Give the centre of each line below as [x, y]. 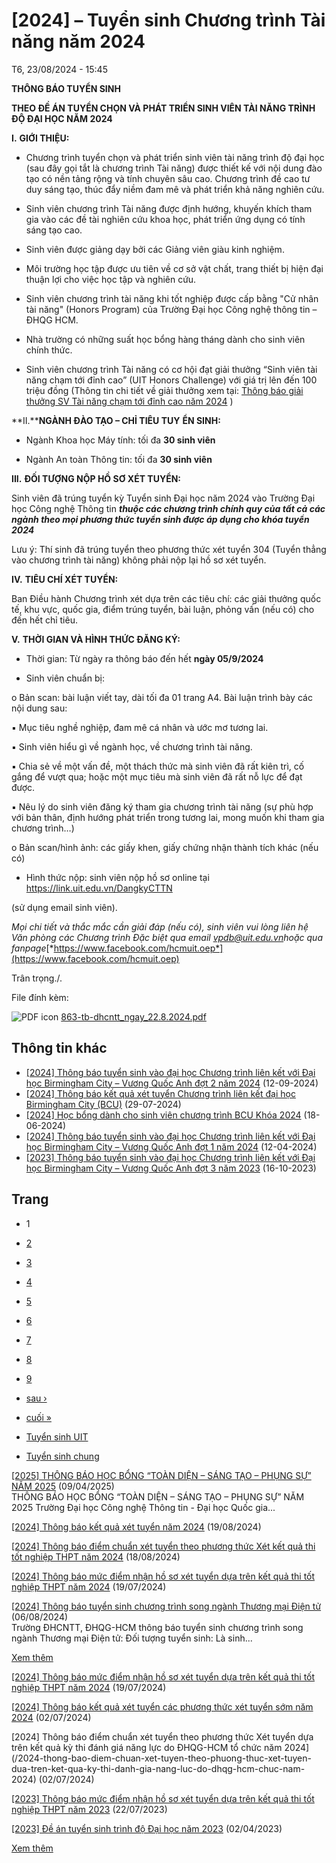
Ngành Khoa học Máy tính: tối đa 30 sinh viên [120, 440]
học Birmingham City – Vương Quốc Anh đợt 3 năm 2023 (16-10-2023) [171, 1168]
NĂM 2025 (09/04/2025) [63, 1486]
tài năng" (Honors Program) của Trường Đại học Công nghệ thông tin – [171, 309]
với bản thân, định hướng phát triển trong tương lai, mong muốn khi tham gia [168, 817]
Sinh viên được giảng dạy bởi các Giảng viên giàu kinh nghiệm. [155, 249]
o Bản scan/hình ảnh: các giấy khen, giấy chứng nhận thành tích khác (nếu [165, 847]
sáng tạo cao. [54, 230]
